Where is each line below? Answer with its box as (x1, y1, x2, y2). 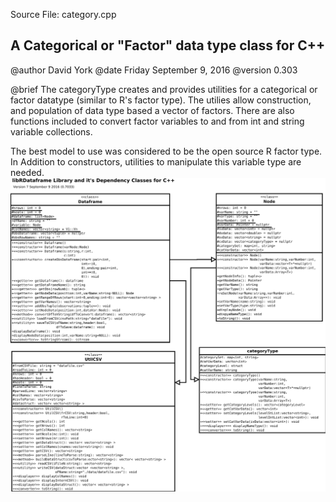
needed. (10, 166, 45, 178)
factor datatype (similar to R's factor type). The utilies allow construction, (10, 94, 312, 106)
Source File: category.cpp (10, 9, 117, 20)
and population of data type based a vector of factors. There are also (10, 104, 295, 116)
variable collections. (10, 125, 93, 138)
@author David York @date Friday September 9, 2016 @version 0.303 (10, 64, 298, 76)
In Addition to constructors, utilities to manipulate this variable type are (10, 155, 302, 168)
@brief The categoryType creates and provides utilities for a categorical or (10, 83, 318, 95)
